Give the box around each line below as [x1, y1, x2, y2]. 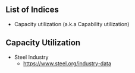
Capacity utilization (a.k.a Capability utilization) [14, 20, 130, 27]
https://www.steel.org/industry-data [23, 59, 111, 67]
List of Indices [5, 5, 59, 15]
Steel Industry [14, 53, 49, 61]
